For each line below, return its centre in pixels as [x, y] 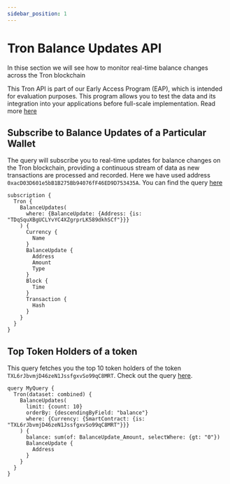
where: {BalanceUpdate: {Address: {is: [84, 214]
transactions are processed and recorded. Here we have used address [109, 175]
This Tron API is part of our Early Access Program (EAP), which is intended [115, 89]
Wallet [22, 144]
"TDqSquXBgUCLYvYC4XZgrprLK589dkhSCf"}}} [69, 220]
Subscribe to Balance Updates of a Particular [107, 132]
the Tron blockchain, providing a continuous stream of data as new [103, 168]
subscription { [29, 196]
